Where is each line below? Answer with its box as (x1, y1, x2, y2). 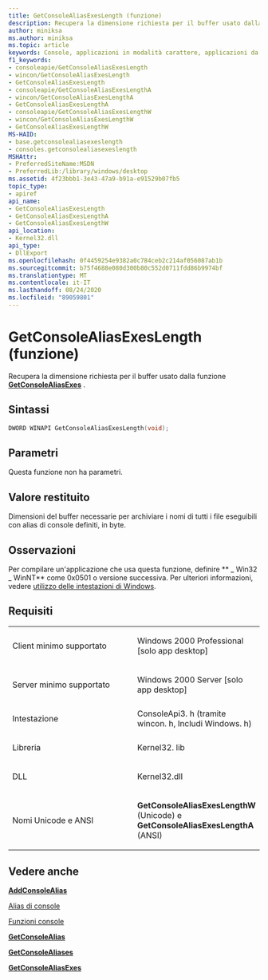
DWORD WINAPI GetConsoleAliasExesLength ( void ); (8, 424, 170, 432)
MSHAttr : (8, 152, 37, 160)
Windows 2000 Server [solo (136, 674, 243, 685)
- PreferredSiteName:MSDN (8, 160, 94, 168)
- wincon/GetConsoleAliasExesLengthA (8, 93, 134, 101)
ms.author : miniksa (8, 34, 73, 42)
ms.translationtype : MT (8, 271, 88, 279)
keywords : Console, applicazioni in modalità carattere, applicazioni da (8, 49, 259, 57)
